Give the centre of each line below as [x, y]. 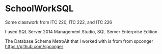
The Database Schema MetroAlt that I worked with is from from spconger [79, 41]
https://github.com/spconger [34, 46]
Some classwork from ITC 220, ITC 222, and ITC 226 [59, 22]
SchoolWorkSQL [40, 9]
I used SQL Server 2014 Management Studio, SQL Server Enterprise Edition [81, 31]
